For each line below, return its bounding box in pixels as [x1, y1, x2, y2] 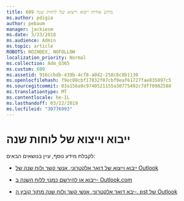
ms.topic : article [6, 44, 53, 50]
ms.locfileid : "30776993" [6, 105, 72, 112]
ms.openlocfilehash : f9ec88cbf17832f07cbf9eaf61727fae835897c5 [6, 77, 172, 83]
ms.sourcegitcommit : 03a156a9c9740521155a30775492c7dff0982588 [6, 83, 172, 89]
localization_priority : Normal [6, 55, 86, 61]
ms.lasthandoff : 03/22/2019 [6, 100, 79, 106]
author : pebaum [6, 20, 45, 26]
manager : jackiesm [6, 26, 53, 32]
